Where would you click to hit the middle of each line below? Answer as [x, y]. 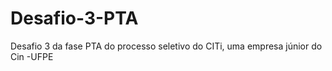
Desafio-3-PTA [74, 18]
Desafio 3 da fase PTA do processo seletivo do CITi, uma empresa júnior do [166, 46]
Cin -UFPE [32, 56]
